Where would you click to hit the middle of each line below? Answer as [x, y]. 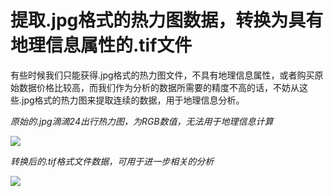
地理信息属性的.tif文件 [101, 45]
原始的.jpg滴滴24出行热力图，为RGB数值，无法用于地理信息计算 [142, 121]
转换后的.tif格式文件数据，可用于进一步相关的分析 [112, 161]
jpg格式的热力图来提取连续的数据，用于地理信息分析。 [133, 100]
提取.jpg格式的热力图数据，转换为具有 [167, 20]
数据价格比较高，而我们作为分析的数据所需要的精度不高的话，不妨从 [159, 87]
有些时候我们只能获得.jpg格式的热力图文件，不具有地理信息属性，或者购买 [162, 75]
